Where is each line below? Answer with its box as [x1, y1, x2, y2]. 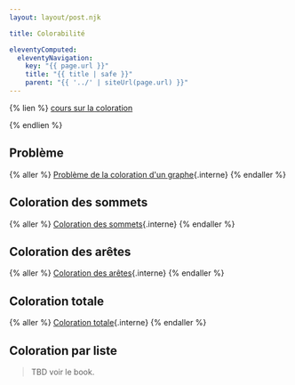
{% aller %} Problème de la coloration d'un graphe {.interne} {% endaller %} [9, 169, 287, 180]
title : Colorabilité [9, 28, 86, 38]
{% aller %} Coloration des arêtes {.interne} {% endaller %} [9, 268, 225, 278]
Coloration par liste [9, 343, 118, 358]
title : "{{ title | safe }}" [25, 70, 133, 79]
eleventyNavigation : [17, 53, 93, 62]
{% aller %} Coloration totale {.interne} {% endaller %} [9, 317, 207, 328]
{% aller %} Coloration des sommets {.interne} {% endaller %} [9, 219, 235, 229]
